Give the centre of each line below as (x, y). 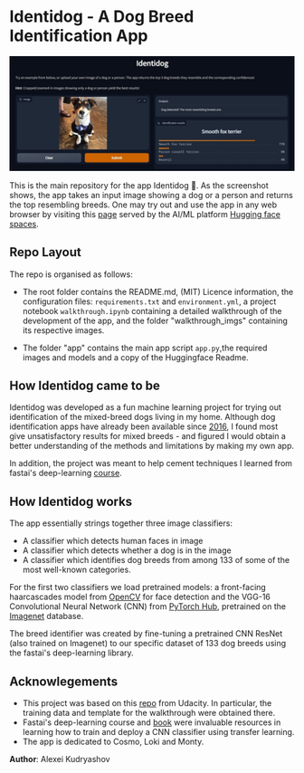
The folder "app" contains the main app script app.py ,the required (145, 348)
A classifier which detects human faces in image (113, 541)
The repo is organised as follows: (71, 274)
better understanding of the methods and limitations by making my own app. (152, 446)
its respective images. (63, 330)
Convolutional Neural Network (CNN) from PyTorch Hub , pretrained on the (148, 606)
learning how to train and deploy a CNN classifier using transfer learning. (158, 731)
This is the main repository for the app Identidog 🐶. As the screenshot (139, 185)
